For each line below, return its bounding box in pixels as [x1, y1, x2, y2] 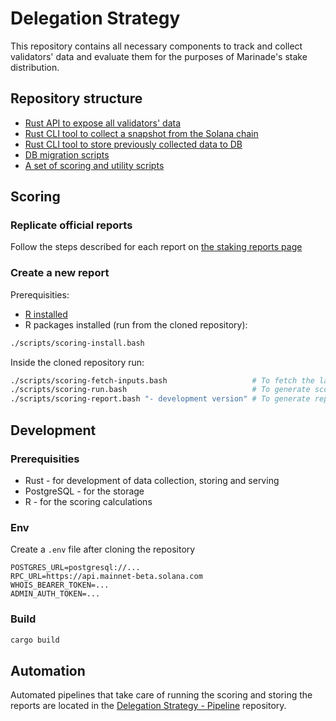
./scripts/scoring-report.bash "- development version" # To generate [10, 394, 311, 404]
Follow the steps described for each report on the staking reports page [10, 241, 303, 253]
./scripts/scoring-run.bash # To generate [10, 385, 311, 395]
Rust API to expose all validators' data [24, 117, 182, 129]
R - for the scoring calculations [24, 495, 153, 507]
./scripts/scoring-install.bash [10, 338, 145, 348]
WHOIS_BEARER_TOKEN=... [10, 580, 110, 591]
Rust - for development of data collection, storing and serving [24, 474, 280, 486]
